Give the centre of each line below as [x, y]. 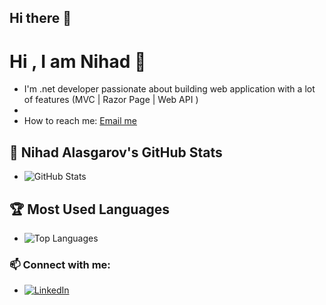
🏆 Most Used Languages [90, 209]
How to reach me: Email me [80, 121]
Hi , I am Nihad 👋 [78, 61]
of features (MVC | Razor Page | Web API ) [111, 100]
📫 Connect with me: [60, 264]
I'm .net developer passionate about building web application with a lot [169, 89]
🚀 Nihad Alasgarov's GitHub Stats [116, 152]
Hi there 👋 [40, 18]
